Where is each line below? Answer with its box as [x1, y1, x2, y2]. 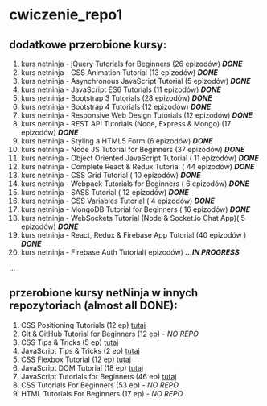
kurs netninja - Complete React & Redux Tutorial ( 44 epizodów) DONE [20, 162, 255, 171]
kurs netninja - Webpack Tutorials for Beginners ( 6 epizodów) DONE [20, 179, 250, 188]
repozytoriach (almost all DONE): [9, 299, 178, 313]
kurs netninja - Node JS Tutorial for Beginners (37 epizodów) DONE [20, 145, 245, 154]
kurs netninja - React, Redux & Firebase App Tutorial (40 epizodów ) [20, 230, 247, 239]
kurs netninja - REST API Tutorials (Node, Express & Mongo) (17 [20, 119, 232, 128]
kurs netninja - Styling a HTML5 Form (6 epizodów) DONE [20, 136, 214, 146]
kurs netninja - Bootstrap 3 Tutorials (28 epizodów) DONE [20, 93, 212, 102]
